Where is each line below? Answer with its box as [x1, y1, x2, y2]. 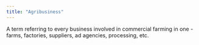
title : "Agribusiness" [6, 8, 64, 15]
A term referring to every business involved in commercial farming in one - [6, 25, 194, 32]
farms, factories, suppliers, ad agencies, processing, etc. [6, 31, 149, 39]
